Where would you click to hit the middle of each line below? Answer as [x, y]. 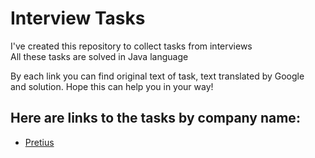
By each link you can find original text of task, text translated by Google [157, 76]
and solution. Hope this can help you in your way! [112, 86]
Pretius [39, 142]
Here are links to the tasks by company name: [155, 118]
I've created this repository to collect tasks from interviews [131, 46]
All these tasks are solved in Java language [99, 56]
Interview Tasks [78, 18]
